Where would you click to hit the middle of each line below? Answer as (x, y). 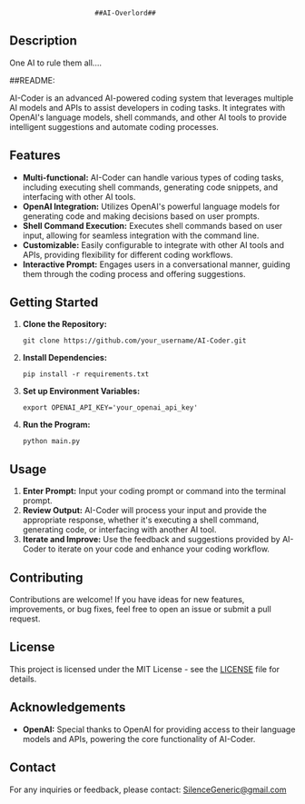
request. (25, 619)
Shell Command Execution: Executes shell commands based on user (152, 225)
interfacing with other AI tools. (79, 196)
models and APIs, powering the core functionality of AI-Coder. (139, 739)
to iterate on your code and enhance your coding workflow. (159, 549)
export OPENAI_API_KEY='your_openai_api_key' (110, 408)
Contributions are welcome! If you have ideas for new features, (127, 600)
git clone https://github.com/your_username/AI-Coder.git (134, 341)
